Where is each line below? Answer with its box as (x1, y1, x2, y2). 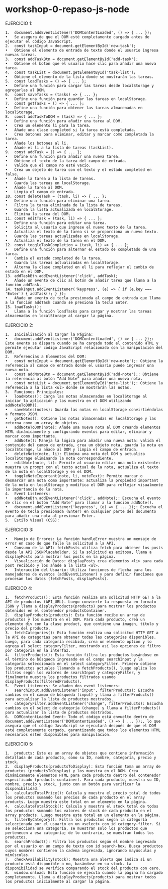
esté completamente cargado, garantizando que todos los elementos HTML (5, 727, 161, 733)
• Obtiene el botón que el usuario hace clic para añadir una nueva (5, 61, 156, 66)
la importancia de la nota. (5, 486, 64, 492)
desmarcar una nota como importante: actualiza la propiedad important (5, 478, 158, 483)
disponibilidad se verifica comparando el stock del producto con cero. (5, 866, 161, 871)
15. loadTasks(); (5, 304, 42, 309)
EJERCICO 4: (5, 585, 33, 591)
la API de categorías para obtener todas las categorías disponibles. (5, 635, 156, 640)
